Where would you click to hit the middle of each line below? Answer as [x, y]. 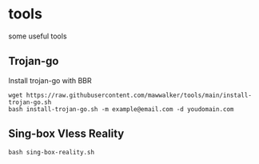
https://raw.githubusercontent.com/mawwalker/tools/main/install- [139, 95]
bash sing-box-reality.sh [51, 152]
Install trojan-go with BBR [50, 80]
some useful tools [38, 36]
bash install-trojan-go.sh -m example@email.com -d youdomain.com [121, 109]
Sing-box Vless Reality [66, 134]
